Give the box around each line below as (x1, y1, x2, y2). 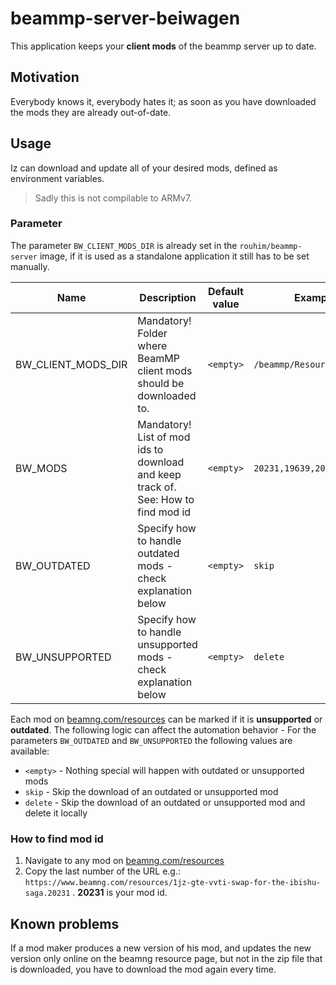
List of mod (137, 430, 191, 444)
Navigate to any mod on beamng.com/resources (24, 855, 225, 867)
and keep (137, 467, 182, 481)
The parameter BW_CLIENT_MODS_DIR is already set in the (10, 239, 238, 251)
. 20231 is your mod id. (72, 887, 168, 899)
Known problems (10, 915, 120, 932)
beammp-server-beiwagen (10, 7, 241, 30)
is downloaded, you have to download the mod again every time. (10, 963, 277, 975)
